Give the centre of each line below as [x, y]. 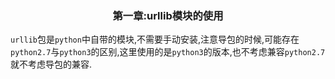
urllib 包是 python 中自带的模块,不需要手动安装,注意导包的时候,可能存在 [155, 39]
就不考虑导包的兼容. [51, 64]
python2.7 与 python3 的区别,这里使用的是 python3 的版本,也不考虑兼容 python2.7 [168, 52]
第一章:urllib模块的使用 [168, 15]
